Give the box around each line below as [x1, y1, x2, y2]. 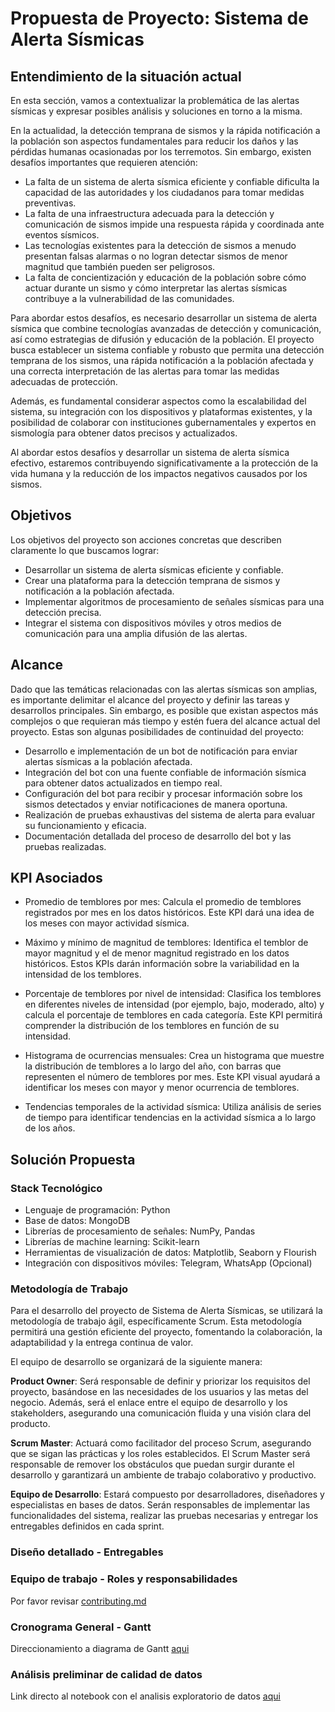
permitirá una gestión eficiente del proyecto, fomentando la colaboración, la [10, 1326, 323, 1338]
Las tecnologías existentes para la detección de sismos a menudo [24, 240, 297, 251]
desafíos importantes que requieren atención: [10, 157, 198, 168]
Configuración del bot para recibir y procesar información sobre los [24, 787, 303, 799]
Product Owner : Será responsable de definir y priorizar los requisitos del [10, 1375, 311, 1387]
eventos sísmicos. [24, 229, 100, 241]
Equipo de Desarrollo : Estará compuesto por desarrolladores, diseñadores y [10, 1488, 325, 1501]
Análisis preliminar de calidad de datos [10, 1667, 203, 1681]
